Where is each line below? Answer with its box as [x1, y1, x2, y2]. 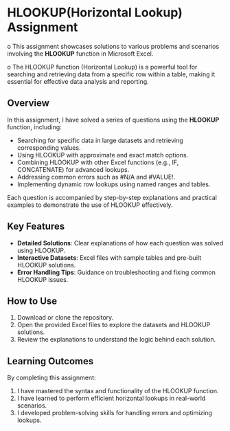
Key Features [7, 221, 65, 232]
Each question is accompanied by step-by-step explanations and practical [7, 193, 218, 201]
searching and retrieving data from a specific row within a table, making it [7, 70, 215, 78]
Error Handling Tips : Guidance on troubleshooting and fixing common [16, 268, 216, 276]
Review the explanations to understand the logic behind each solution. [16, 335, 216, 344]
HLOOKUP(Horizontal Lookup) [7, 5, 183, 21]
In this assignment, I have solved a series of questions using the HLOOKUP [7, 115, 220, 124]
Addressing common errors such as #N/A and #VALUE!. [16, 173, 176, 181]
